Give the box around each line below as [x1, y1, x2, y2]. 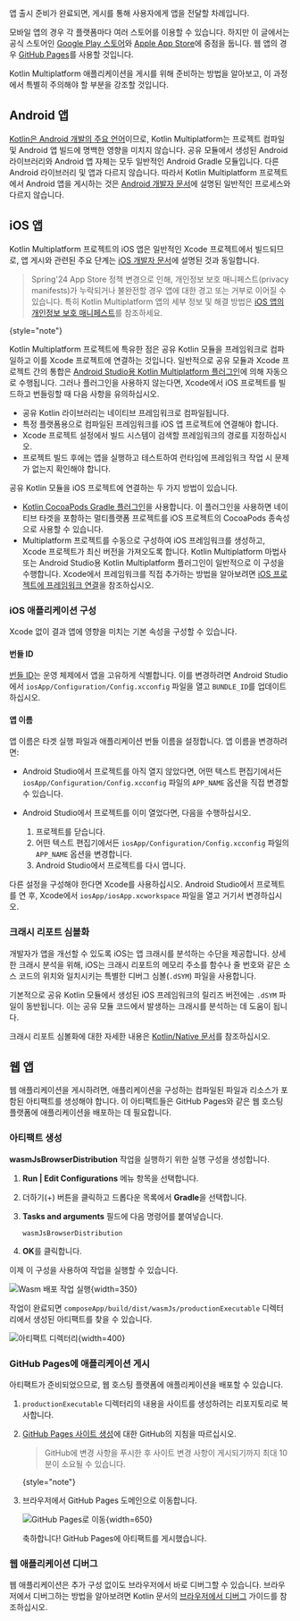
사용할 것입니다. [79, 49, 134, 60]
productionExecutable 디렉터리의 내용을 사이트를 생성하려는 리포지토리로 [21, 1398, 279, 1409]
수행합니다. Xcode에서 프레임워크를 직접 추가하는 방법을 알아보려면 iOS [21, 568, 271, 579]
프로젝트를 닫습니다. [35, 827, 105, 837]
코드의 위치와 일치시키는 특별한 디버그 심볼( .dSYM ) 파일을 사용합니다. [18, 970, 257, 981]
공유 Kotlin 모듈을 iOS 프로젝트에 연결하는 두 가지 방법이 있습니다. [9, 482, 238, 493]
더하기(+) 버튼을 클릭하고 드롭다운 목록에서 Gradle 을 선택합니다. [21, 1192, 247, 1202]
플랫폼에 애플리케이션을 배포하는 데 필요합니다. [9, 1108, 172, 1118]
